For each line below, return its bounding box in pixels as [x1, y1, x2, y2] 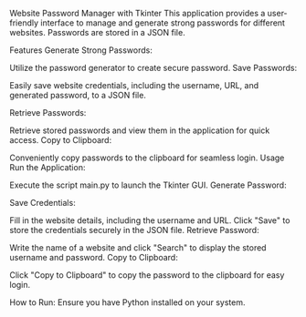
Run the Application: [9, 162, 86, 172]
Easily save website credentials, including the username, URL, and [9, 80, 259, 90]
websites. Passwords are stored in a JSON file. [9, 27, 185, 37]
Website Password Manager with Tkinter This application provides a [9, 8, 266, 18]
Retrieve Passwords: [9, 107, 87, 118]
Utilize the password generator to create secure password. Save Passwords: [9, 63, 298, 73]
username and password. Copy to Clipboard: [9, 252, 178, 262]
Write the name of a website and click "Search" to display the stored [9, 242, 267, 253]
